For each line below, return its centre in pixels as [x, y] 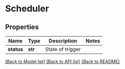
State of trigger [63, 49]
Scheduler [27, 9]
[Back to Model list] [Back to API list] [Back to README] [62, 62]
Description [63, 41]
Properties [22, 27]
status [15, 49]
